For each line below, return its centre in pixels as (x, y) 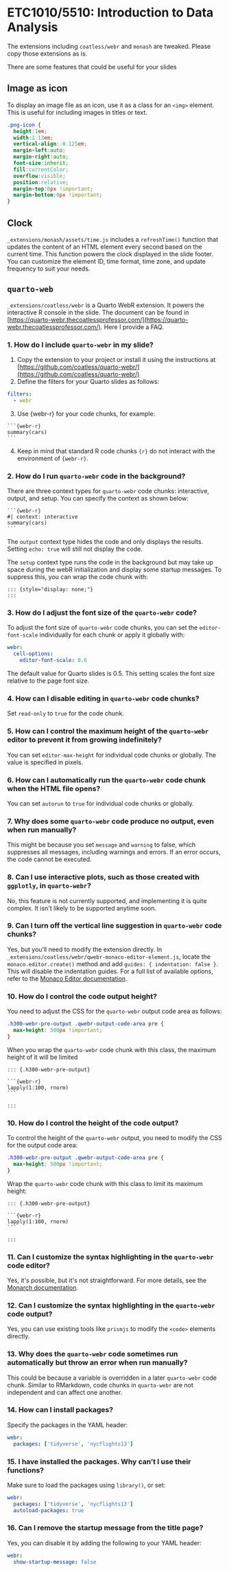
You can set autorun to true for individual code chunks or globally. (100, 803)
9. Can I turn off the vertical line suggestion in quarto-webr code (114, 926)
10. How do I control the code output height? (82, 996)
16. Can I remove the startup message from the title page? (105, 1528)
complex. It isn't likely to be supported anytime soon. (82, 908)
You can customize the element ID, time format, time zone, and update (106, 261)
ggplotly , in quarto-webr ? (49, 886)
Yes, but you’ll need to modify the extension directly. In (85, 949)
